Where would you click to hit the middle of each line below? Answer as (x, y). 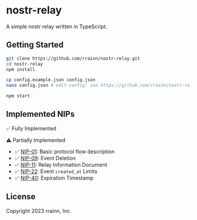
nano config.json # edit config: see (52, 86)
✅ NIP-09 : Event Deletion (45, 158)
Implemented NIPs (40, 114)
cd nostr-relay (25, 64)
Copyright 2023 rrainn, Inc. (39, 211)
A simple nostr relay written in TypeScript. (57, 26)
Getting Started (35, 45)
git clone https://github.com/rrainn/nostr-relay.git (73, 58)
